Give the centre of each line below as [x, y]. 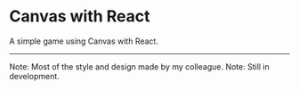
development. [34, 76]
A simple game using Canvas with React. [84, 41]
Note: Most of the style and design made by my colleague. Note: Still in [139, 66]
